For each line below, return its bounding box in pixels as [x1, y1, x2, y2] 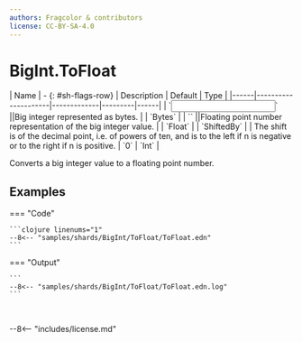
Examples [9, 184, 66, 199]
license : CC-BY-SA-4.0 [9, 22, 95, 31]
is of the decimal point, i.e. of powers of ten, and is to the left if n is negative [9, 131, 291, 142]
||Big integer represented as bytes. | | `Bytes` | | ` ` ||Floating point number [9, 112, 282, 123]
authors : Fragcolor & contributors [9, 13, 143, 23]
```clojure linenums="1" [9, 226, 103, 235]
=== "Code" [9, 208, 55, 219]
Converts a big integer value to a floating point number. [9, 158, 215, 169]
